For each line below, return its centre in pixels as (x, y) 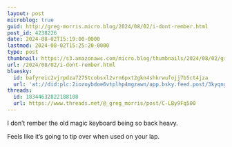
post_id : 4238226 (32, 33)
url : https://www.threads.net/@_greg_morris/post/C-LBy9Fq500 (105, 104)
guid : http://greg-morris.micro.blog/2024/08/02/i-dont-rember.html (108, 26)
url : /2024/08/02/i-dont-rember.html (61, 65)
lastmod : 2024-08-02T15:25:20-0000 (58, 46)
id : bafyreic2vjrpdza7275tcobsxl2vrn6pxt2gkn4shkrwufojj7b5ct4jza (111, 78)
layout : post (26, 13)
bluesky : (20, 71)
